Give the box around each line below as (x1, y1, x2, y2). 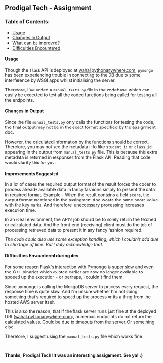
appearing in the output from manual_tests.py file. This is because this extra (5, 149, 158, 155)
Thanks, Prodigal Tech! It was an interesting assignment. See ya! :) (5, 352, 143, 358)
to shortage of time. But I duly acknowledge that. (5, 242, 104, 248)
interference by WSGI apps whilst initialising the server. (5, 77, 116, 83)
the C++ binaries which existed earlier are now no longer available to (5, 269, 143, 274)
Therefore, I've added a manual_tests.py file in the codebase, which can (5, 87, 150, 92)
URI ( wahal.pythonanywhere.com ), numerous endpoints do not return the (5, 313, 152, 319)
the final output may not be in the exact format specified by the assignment (5, 124, 156, 130)
